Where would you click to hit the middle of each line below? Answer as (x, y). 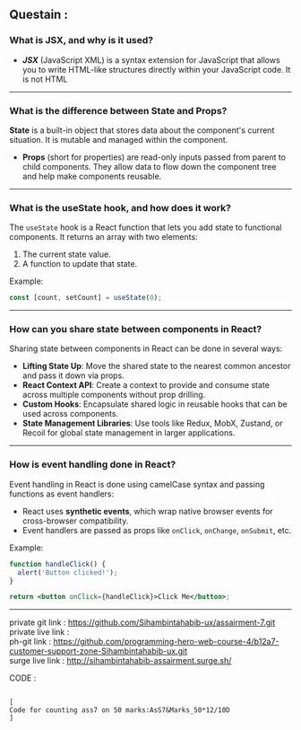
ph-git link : (30, 642)
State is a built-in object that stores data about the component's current (142, 130)
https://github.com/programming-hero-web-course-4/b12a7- (166, 642)
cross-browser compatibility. (75, 521)
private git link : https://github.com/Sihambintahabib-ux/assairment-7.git (142, 622)
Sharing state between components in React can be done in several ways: (146, 348)
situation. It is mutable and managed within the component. (119, 139)
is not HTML (45, 79)
